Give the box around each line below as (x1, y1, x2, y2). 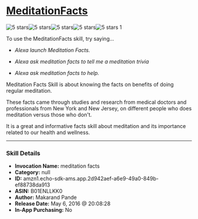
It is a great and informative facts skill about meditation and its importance (6, 122, 186, 129)
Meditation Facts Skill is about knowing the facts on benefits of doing (6, 81, 174, 88)
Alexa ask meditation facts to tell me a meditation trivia (14, 58, 149, 65)
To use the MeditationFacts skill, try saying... (6, 35, 114, 42)
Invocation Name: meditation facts (14, 162, 100, 169)
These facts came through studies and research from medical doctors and (6, 99, 187, 106)
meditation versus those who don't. (6, 111, 93, 118)
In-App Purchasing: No (14, 207, 72, 214)
